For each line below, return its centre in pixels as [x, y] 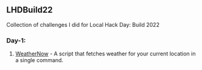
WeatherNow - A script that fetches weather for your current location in [105, 54]
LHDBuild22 [30, 10]
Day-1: [16, 40]
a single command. [39, 60]
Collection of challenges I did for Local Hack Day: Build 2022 [83, 24]
